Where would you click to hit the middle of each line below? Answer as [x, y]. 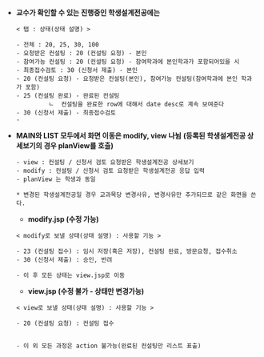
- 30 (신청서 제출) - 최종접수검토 [66, 113]
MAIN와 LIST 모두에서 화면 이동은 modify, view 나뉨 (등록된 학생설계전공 [131, 136]
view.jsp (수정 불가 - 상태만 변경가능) [86, 291]
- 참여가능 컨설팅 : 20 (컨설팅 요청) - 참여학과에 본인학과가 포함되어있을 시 [128, 62]
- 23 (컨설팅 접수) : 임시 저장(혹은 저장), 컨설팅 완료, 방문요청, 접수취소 [126, 251]
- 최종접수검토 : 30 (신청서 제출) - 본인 [77, 70]
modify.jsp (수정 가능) [63, 219]
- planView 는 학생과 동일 [56, 179]
